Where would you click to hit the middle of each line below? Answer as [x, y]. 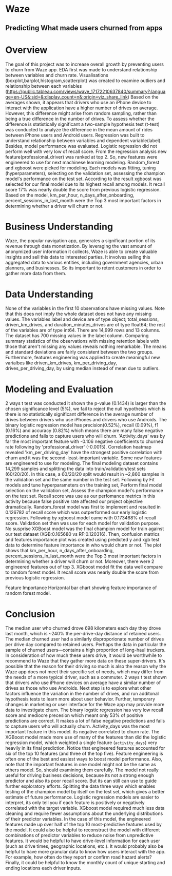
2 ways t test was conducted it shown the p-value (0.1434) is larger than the [86, 403]
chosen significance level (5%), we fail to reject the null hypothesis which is [85, 409]
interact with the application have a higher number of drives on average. [82, 108]
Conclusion [30, 614]
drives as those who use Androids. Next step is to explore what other [78, 688]
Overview [26, 50]
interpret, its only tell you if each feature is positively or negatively [75, 803]
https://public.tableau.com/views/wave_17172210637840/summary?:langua [86, 91]
